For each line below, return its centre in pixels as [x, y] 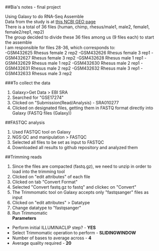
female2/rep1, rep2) [25, 32]
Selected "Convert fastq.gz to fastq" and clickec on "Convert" [74, 187]
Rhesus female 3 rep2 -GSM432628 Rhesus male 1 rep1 [87, 58]
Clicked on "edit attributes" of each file [51, 177]
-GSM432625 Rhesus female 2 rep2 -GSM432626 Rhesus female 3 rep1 [78, 53]
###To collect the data [28, 83]
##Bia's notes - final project [33, 7]
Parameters [24, 218]
